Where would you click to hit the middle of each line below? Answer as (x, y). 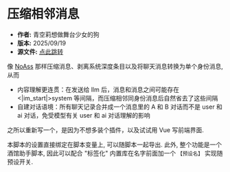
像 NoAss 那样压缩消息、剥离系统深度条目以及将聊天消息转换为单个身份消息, (115, 66)
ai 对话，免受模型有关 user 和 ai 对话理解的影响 (84, 115)
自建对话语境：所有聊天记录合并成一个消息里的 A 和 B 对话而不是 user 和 (120, 107)
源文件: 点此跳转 (40, 52)
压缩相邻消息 (44, 14)
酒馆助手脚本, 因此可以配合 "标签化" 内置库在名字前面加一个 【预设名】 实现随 (115, 153)
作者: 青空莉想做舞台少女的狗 (58, 34)
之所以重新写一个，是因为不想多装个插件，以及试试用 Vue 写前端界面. (106, 130)
